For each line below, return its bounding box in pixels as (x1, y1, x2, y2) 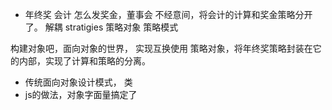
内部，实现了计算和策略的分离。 (18, 55, 151, 67)
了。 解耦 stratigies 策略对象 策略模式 (24, 21, 179, 33)
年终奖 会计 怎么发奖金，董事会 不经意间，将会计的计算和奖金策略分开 (24, 9, 313, 20)
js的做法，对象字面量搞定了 (24, 89, 138, 100)
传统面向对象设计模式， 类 (24, 76, 133, 88)
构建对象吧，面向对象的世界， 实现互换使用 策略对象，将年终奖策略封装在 (10, 43, 313, 54)
